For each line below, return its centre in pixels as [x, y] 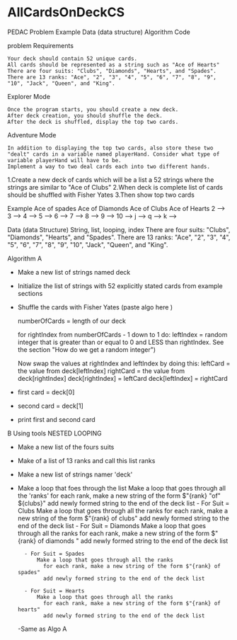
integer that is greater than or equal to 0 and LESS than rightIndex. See [121, 342]
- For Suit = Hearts [54, 591]
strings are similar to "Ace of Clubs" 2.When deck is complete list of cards [115, 187]
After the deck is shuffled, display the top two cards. [93, 122]
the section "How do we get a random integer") [87, 349]
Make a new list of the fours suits [66, 447]
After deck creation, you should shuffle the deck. [85, 115]
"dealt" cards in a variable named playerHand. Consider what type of [114, 154]
